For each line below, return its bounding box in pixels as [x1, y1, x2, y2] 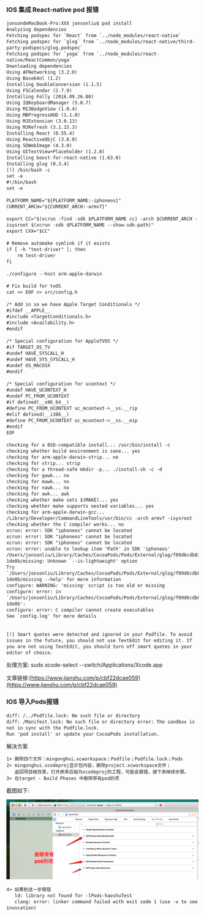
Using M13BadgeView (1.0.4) [6, 106, 78, 112]
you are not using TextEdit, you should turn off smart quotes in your [6, 643, 192, 650]
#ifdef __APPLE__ [6, 307, 51, 314]
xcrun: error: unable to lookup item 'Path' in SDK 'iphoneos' [6, 546, 171, 552]
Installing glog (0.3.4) [6, 161, 70, 167]
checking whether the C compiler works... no [6, 521, 124, 528]
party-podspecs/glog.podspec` [6, 45, 84, 51]
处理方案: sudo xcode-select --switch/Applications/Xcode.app [6, 661, 163, 669]
